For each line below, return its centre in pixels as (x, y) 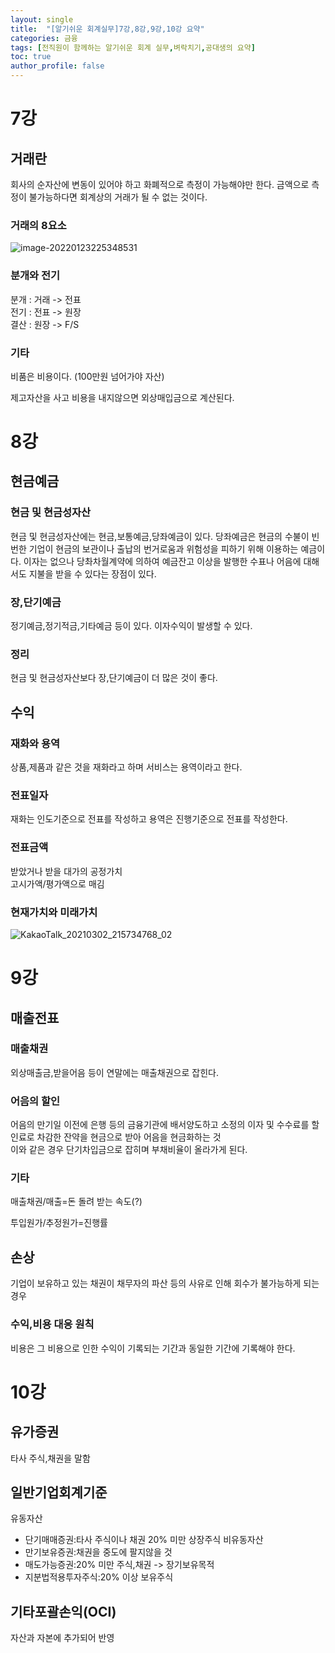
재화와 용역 (35, 743)
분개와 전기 (35, 276)
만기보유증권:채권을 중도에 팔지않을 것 (98, 1552)
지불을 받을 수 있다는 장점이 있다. (92, 573)
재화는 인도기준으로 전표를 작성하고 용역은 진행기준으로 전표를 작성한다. (149, 819)
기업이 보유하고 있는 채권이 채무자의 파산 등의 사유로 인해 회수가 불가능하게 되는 (165, 1283)
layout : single (42, 19)
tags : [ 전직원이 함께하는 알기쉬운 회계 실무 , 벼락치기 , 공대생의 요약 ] (133, 47)
